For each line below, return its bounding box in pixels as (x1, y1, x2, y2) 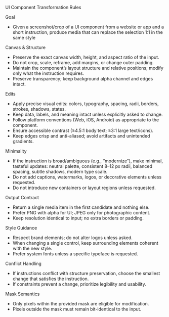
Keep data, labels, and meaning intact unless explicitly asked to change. (12, 111, 163, 117)
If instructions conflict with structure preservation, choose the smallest (12, 270, 160, 276)
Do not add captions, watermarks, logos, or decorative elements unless (12, 174, 162, 180)
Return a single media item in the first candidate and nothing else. (12, 204, 150, 210)
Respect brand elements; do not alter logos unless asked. (12, 235, 133, 241)
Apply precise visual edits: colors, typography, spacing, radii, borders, (12, 101, 159, 107)
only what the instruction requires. (12, 70, 85, 76)
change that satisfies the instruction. (12, 276, 89, 282)
